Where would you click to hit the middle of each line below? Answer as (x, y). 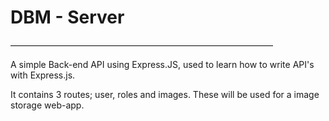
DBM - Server (67, 17)
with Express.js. (43, 75)
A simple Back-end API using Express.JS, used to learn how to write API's (162, 64)
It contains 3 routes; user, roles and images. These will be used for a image (165, 94)
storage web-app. (47, 105)
